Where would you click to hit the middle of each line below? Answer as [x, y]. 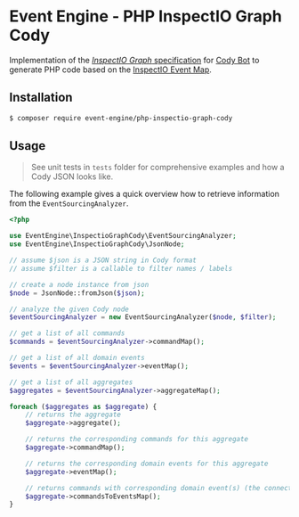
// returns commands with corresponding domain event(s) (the [143, 488]
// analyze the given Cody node [69, 309]
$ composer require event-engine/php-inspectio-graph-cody [121, 118]
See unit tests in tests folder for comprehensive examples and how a [158, 168]
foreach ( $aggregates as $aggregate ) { [83, 406]
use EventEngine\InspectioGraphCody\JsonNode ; [97, 244]
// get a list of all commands [67, 333]
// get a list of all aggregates [71, 382]
